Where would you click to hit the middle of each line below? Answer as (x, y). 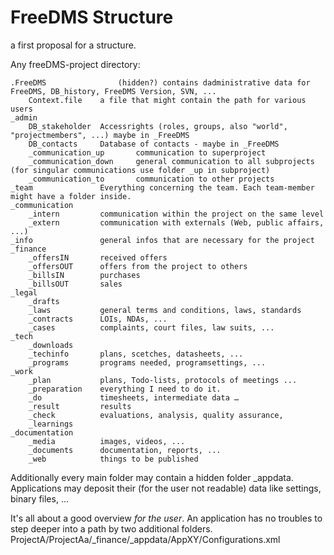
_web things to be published (113, 459)
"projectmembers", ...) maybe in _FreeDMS (100, 135)
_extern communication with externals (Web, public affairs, (176, 222)
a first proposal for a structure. (73, 45)
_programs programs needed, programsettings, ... (147, 362)
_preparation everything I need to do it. (125, 389)
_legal (24, 292)
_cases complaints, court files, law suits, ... (151, 327)
